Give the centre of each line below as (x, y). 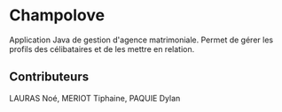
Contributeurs (49, 77)
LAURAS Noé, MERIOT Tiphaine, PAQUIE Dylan (95, 98)
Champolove (57, 15)
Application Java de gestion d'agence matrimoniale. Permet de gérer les (141, 40)
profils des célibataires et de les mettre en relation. (102, 49)
